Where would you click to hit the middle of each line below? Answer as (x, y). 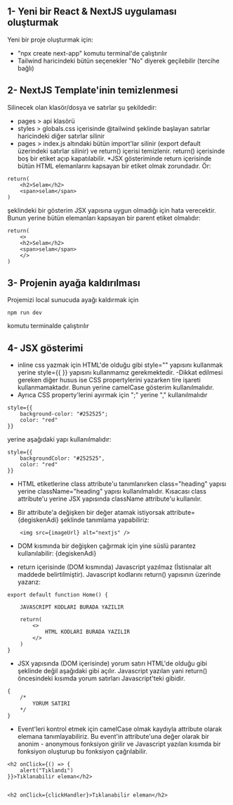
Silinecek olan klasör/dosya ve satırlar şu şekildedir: (82, 107)
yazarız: (29, 582)
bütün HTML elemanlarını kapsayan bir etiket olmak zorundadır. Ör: (114, 166)
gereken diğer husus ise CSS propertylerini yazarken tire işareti (109, 380)
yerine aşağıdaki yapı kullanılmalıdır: (59, 439)
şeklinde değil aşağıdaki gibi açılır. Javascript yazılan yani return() (112, 671)
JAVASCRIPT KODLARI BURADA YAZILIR (72, 607)
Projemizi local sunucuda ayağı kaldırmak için (73, 300)
